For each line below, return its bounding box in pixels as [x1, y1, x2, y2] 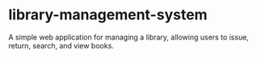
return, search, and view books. [8, 40, 115, 50]
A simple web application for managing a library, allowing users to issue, [8, 32, 249, 42]
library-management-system [8, 6, 208, 24]
